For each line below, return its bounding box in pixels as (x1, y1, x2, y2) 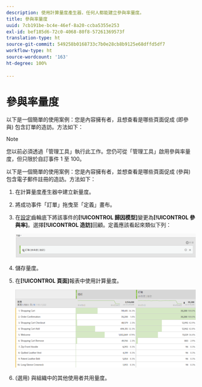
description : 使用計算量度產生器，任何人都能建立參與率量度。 (6, 10, 144, 16)
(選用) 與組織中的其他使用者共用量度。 (14, 374, 110, 382)
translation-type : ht (6, 35, 61, 41)
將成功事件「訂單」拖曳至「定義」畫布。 (14, 201, 115, 208)
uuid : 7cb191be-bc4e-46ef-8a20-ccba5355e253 (6, 22, 120, 28)
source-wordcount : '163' (6, 54, 69, 60)
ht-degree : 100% (6, 60, 47, 66)
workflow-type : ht (6, 48, 52, 54)
